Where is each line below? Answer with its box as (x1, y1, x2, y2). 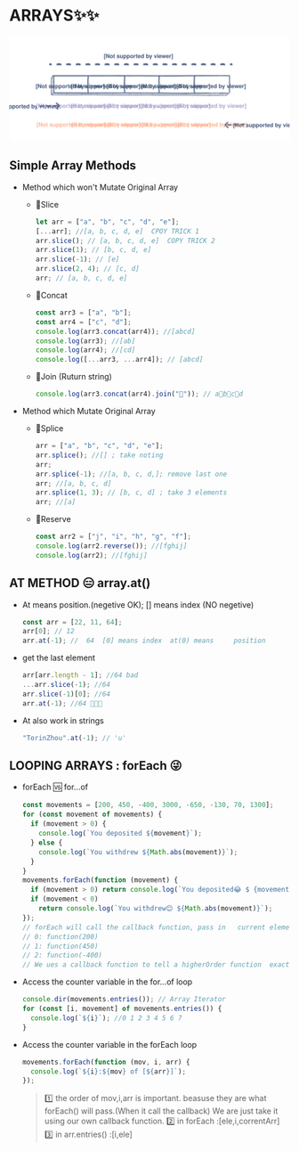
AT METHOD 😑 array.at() (9, 575, 151, 591)
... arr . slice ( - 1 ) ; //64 (21, 681, 111, 690)
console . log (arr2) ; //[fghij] (35, 551, 149, 559)
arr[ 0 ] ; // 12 (21, 627, 75, 636)
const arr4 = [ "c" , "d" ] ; (35, 317, 132, 326)
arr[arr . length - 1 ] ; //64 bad (21, 671, 139, 680)
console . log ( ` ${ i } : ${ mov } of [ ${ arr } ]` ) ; (30, 1066, 187, 1076)
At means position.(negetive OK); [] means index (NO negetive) (21, 599, 255, 610)
